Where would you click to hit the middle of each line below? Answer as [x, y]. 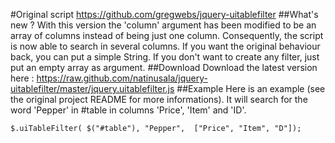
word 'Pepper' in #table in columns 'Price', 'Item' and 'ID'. [128, 110]
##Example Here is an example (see [251, 88]
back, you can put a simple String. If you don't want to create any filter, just [165, 57]
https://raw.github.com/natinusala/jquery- [122, 78]
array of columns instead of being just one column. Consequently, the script [167, 35]
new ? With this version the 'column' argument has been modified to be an [163, 25]
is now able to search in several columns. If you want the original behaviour [165, 46]
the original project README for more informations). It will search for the [159, 99]
